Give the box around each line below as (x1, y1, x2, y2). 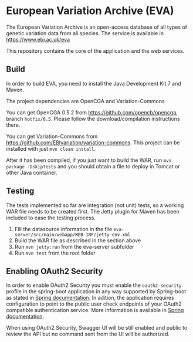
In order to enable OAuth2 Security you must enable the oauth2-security (6, 282, 182, 289)
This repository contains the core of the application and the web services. (6, 47, 185, 54)
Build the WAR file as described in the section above (14, 236, 141, 244)
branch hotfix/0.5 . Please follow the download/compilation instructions (6, 115, 180, 122)
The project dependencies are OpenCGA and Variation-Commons (6, 97, 165, 104)
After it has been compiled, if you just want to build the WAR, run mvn (6, 157, 172, 164)
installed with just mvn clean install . (6, 145, 96, 152)
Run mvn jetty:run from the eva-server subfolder (14, 243, 134, 250)
